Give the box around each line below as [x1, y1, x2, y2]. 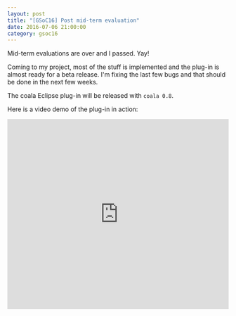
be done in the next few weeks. [7, 78, 98, 87]
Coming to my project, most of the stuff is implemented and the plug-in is [7, 63, 220, 71]
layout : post [7, 10, 46, 18]
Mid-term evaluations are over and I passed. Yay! [7, 49, 150, 58]
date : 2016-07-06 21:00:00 [7, 23, 86, 30]
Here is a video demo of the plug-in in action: [7, 105, 138, 113]
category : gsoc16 [7, 30, 58, 37]
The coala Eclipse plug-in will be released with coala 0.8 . [7, 91, 174, 100]
